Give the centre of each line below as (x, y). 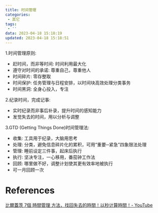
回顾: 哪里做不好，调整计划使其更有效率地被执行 (63, 163)
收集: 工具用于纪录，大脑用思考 (45, 138)
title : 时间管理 (21, 10)
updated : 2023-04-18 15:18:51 (37, 38)
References (30, 191)
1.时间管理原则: (21, 53)
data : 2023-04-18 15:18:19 (34, 33)
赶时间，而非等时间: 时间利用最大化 (49, 64)
